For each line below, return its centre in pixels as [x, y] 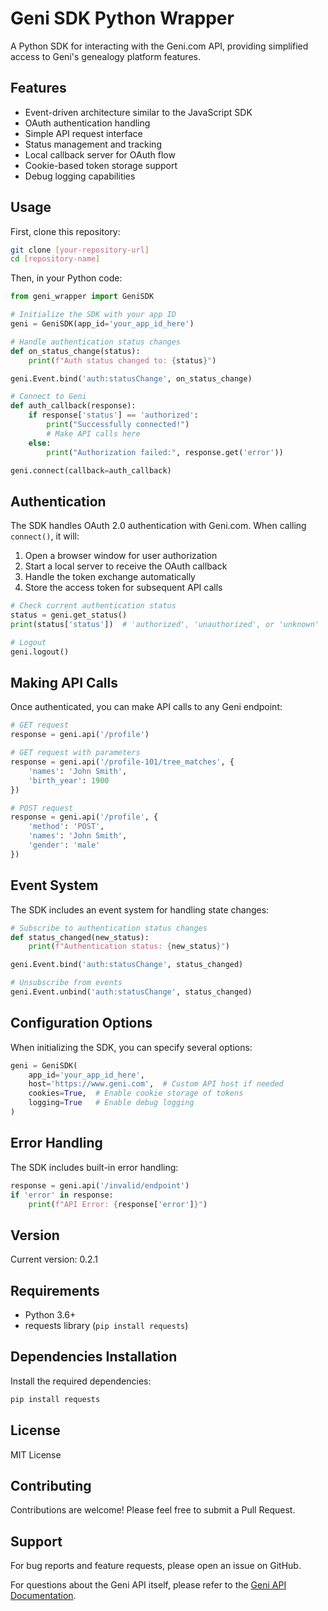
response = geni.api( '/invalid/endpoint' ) [100, 1185]
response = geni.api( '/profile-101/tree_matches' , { [122, 762]
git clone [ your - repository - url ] [80, 250]
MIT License [36, 1454]
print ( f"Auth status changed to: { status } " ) [122, 360]
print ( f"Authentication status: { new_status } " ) [129, 947]
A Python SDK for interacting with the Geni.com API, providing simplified [159, 46]
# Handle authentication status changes [96, 342]
